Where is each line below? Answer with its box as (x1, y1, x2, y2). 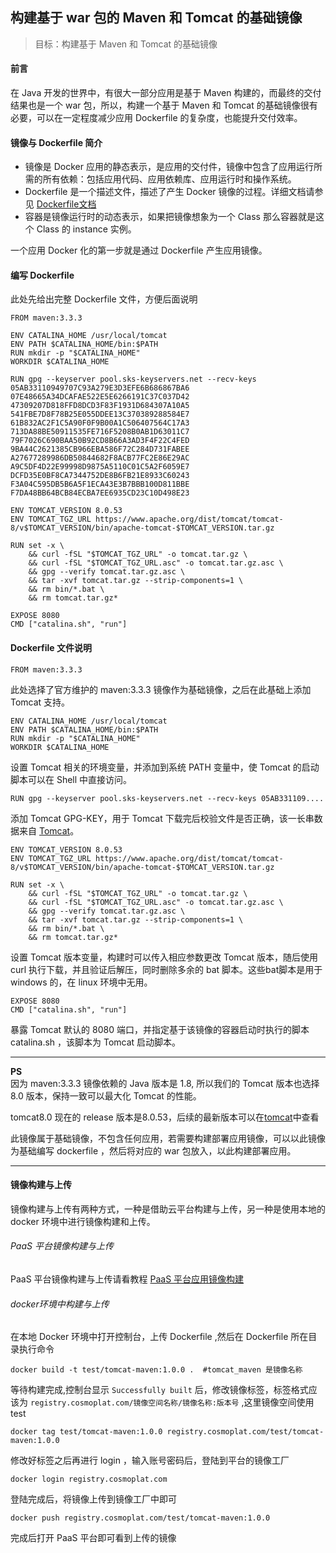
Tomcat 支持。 (10, 696, 71, 708)
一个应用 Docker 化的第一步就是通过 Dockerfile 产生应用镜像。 (10, 244, 268, 257)
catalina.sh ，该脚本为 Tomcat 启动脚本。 (10, 1036, 182, 1048)
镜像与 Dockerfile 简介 (10, 136, 103, 148)
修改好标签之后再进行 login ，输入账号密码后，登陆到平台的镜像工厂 (10, 1454, 290, 1467)
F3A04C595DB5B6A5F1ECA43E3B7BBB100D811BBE (10, 479, 190, 490)
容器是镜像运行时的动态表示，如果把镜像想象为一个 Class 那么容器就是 (24, 211, 316, 223)
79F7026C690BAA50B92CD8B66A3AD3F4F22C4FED (10, 436, 190, 446)
